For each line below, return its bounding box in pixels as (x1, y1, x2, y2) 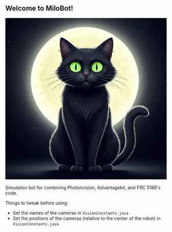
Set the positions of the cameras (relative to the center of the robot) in (12, 215, 161, 221)
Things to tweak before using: (5, 200, 69, 206)
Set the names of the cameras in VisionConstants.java (12, 209, 129, 216)
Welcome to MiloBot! (5, 4, 73, 13)
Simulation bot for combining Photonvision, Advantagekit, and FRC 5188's (5, 184, 161, 191)
